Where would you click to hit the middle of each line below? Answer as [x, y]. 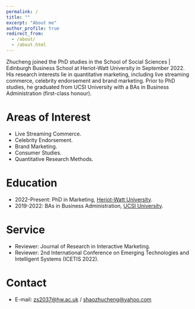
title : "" [18, 17]
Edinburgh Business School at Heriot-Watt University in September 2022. [95, 68]
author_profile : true [33, 28]
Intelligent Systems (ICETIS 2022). [57, 258]
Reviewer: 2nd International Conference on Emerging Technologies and [102, 253]
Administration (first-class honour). [49, 93]
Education [32, 183]
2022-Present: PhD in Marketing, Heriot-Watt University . [84, 199]
